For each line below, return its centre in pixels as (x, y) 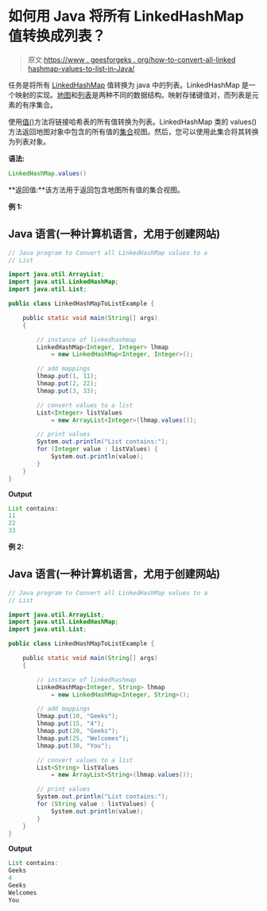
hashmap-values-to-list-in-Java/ (81, 68)
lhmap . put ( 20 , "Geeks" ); (78, 732)
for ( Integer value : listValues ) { (97, 450)
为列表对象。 (29, 141)
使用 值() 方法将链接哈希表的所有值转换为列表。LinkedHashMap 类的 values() (132, 122)
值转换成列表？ (57, 36)
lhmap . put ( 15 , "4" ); (71, 724)
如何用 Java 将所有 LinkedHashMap (126, 16)
